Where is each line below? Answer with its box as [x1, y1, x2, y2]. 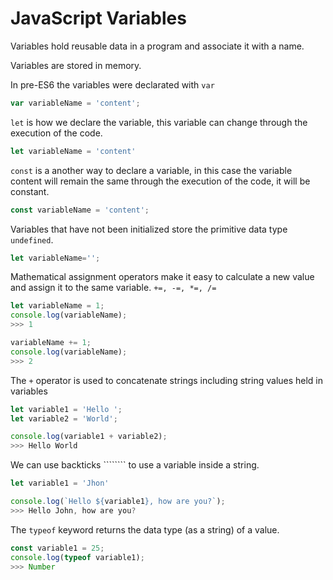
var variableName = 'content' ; [10, 98, 141, 108]
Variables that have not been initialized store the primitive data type [10, 223, 288, 235]
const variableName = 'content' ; [10, 205, 150, 215]
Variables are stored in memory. [10, 59, 142, 71]
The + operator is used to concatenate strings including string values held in [10, 374, 324, 386]
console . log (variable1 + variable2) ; [10, 432, 168, 442]
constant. [10, 185, 50, 197]
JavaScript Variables [10, 7, 187, 30]
